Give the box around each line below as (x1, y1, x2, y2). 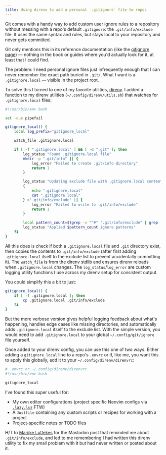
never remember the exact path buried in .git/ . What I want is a (5, 71, 136, 77)
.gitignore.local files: (5, 97, 52, 103)
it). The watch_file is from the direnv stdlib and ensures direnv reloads (5, 259, 149, 265)
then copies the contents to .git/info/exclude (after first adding (5, 248, 137, 254)
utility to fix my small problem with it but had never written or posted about (5, 440, 157, 446)
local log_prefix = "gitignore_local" (14, 129, 90, 134)
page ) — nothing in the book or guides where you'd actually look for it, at (5, 52, 154, 57)
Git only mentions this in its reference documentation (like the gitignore (5, 46, 150, 52)
